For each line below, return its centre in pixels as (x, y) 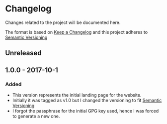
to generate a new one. (36, 116)
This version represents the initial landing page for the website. (77, 95)
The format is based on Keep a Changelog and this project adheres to (77, 32)
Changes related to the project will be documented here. (63, 22)
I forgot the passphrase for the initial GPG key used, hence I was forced (85, 111)
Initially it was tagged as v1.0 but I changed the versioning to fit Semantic (87, 101)
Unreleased (24, 53)
